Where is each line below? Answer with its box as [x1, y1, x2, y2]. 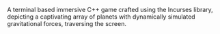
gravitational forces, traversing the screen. [7, 20, 126, 27]
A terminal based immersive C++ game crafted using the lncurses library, [7, 6, 213, 13]
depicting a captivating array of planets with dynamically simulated [7, 13, 196, 21]
